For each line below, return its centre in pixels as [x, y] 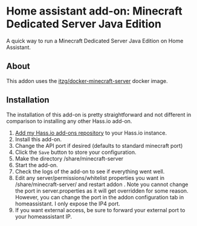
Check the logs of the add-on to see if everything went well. [90, 171]
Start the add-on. [37, 165]
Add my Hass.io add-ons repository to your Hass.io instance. [91, 133]
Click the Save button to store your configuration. [76, 152]
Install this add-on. [38, 139]
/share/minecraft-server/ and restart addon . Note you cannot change [102, 184]
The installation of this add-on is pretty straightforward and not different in [99, 115]
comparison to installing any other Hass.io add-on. [69, 121]
